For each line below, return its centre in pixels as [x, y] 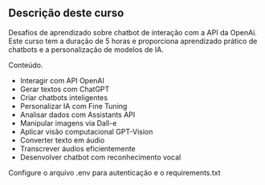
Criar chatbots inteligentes [64, 97]
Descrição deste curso [66, 13]
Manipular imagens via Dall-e [68, 123]
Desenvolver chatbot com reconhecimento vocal [100, 157]
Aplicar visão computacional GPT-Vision [86, 131]
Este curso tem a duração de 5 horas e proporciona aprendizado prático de [133, 41]
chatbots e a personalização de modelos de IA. [86, 49]
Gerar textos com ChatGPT [65, 89]
